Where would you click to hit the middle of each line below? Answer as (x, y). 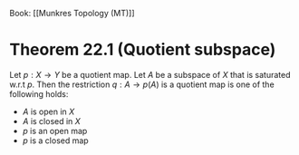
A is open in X (48, 111)
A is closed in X (52, 121)
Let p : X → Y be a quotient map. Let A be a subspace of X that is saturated (150, 74)
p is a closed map (55, 140)
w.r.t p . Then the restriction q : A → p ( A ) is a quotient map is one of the (142, 84)
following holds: (39, 93)
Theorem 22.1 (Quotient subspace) (143, 50)
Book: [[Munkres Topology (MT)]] (72, 13)
